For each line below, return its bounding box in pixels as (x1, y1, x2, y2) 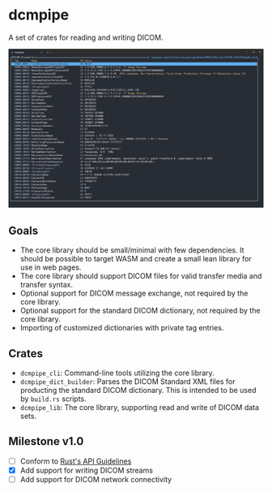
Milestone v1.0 (8, 434, 84, 448)
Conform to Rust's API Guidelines (19, 456, 132, 466)
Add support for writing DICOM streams (19, 465, 154, 475)
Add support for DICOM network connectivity (19, 475, 172, 485)
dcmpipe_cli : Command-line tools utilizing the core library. (19, 368, 215, 378)
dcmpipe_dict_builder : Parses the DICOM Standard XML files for (19, 377, 236, 386)
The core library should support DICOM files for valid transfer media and (19, 271, 262, 281)
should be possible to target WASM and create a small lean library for (19, 254, 253, 264)
